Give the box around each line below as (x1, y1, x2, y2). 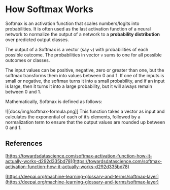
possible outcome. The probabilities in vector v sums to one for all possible (5, 52, 162, 58)
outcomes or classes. (5, 57, 50, 63)
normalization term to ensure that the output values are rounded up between (5, 119, 165, 125)
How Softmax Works (5, 4, 94, 15)
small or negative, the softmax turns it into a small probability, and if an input (5, 78, 165, 84)
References (5, 139, 43, 148)
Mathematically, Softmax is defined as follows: (5, 98, 103, 105)
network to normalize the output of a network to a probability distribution (5, 31, 160, 37)
